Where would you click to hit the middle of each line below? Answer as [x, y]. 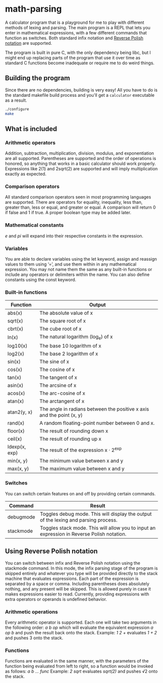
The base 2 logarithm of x [69, 354]
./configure [17, 109]
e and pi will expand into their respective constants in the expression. [74, 236]
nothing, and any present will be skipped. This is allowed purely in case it [78, 589]
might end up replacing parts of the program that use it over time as [73, 57]
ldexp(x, [17, 447]
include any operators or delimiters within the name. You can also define [77, 275]
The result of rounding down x [74, 431]
